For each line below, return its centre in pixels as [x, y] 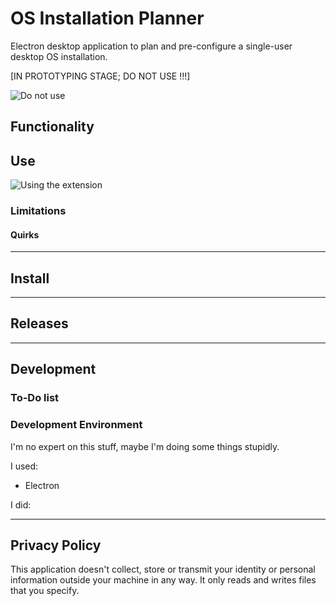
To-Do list [35, 398]
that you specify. [45, 591]
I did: [21, 504]
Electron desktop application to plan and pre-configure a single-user [151, 46]
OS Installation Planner [107, 18]
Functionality [52, 127]
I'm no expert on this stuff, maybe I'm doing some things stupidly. [145, 446]
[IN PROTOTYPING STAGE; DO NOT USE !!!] [100, 76]
